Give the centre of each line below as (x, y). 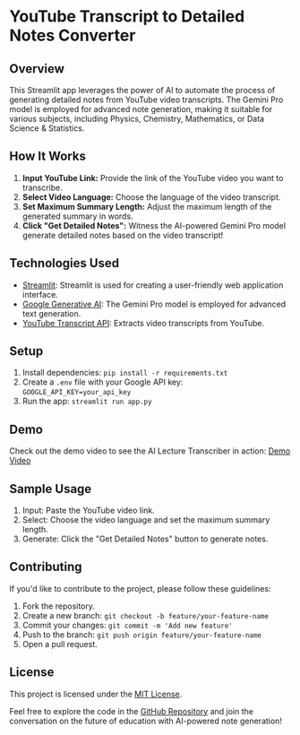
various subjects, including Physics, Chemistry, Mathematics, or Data (137, 119)
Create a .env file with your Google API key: (103, 382)
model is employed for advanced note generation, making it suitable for (141, 109)
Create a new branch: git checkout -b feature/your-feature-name (145, 615)
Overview (37, 69)
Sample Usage (51, 489)
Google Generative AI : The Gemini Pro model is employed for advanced (154, 304)
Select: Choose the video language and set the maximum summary (146, 520)
